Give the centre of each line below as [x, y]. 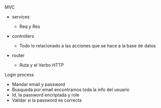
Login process [19, 75]
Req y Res [30, 26]
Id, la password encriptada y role [46, 95]
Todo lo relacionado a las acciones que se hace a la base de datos [87, 46]
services [21, 17]
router [18, 55]
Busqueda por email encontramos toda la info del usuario [71, 90]
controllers [23, 36]
